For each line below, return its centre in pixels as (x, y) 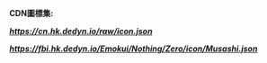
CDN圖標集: (31, 13)
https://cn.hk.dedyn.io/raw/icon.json (81, 31)
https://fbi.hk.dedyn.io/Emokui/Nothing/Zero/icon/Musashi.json (133, 49)
